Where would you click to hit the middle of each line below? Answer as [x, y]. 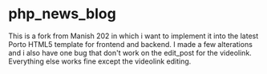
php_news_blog [62, 14]
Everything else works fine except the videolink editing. [100, 61]
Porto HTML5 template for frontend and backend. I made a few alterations [130, 44]
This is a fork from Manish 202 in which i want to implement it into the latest [133, 36]
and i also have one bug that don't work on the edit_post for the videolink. [130, 53]
